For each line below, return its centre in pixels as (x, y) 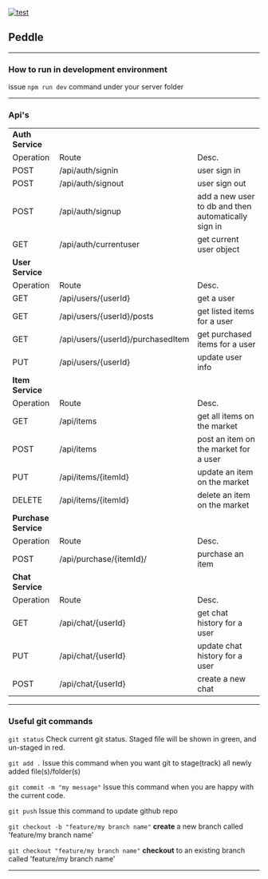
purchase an (220, 554)
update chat (219, 646)
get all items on (225, 416)
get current (218, 240)
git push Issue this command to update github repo (93, 810)
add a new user (226, 197)
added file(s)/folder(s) (45, 771)
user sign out (221, 184)
